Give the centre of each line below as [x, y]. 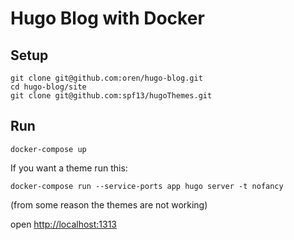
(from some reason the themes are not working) [109, 204]
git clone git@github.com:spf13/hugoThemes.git [111, 96]
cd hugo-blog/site [48, 87]
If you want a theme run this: [69, 168]
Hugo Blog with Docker [107, 18]
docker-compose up [48, 149]
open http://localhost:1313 [64, 224]
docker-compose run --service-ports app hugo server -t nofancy [147, 186]
